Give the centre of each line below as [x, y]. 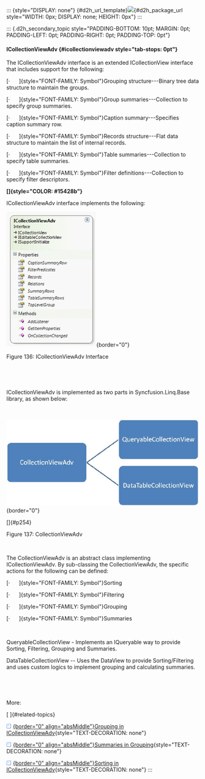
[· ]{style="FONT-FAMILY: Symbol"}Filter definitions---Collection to [95, 173]
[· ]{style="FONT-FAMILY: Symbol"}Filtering [65, 595]
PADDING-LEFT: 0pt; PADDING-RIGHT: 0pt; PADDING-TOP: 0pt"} [88, 35]
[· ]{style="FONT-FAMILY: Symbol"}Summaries [69, 618]
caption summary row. [35, 124]
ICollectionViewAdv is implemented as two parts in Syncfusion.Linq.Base [98, 393]
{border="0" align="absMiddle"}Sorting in [66, 763]
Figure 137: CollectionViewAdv [44, 534]
